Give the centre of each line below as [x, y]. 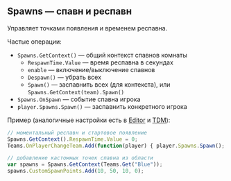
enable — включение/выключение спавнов [91, 69]
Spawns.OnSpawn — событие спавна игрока [79, 99]
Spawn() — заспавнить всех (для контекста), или [99, 84]
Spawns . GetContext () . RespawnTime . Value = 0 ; [72, 139]
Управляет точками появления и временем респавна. [87, 28]
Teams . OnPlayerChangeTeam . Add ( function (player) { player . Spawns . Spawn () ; [116, 146]
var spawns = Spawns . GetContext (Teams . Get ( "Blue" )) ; [85, 165]
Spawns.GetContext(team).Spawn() [76, 92]
